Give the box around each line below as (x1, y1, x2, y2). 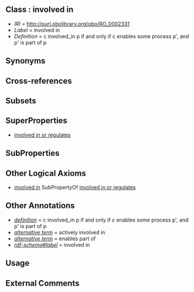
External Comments (5, 278, 80, 288)
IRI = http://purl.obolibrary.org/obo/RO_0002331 (13, 20, 130, 27)
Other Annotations (5, 201, 75, 210)
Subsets (5, 96, 36, 106)
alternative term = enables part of (13, 235, 96, 242)
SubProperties (5, 148, 60, 158)
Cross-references (5, 76, 73, 86)
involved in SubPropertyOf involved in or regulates (13, 184, 136, 191)
